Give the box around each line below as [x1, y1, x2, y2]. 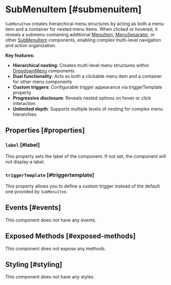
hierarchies [12, 111, 37, 117]
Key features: [5, 52, 35, 58]
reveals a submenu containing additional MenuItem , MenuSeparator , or [5, 31, 155, 37]
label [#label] [5, 141, 40, 149]
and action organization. [5, 42, 56, 48]
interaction [12, 100, 36, 106]
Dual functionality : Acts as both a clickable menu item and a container [12, 73, 162, 79]
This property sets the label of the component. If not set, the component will [5, 153, 166, 159]
